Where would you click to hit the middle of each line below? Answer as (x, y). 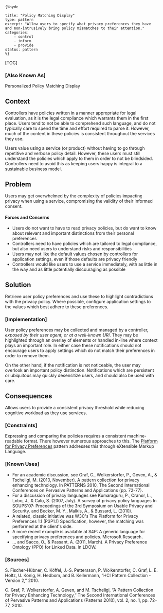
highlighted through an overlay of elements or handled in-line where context (81, 340)
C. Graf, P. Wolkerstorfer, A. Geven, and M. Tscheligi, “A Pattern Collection (79, 590)
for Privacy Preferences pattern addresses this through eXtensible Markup (80, 446)
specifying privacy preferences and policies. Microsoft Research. (77, 537)
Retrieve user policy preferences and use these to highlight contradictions (79, 296)
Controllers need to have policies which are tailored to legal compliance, (84, 244)
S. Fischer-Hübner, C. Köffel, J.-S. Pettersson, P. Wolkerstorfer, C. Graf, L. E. (81, 570)
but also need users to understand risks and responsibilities (72, 249)
